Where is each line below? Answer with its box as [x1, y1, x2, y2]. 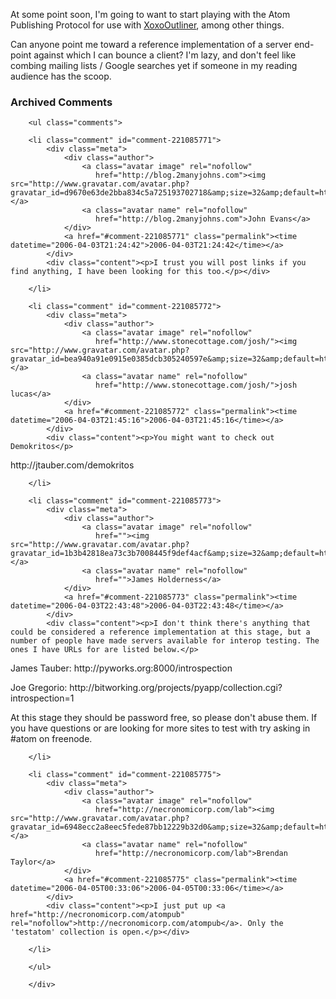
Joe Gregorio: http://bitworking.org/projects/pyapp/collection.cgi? [10, 682, 283, 694]
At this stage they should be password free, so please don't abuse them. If [10, 712, 318, 724]
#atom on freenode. [10, 733, 93, 745]
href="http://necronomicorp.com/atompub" [10, 910, 186, 920]
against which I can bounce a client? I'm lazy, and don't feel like [33, 49, 297, 61]
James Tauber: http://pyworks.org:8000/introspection [10, 662, 233, 674]
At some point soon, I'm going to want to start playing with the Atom [10, 9, 291, 20]
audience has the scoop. [10, 70, 112, 82]
